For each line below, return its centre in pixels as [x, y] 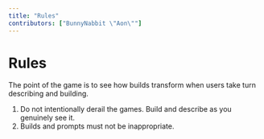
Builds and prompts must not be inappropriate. [97, 126]
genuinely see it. [47, 118]
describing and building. [48, 94]
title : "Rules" [34, 16]
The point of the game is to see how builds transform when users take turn [132, 85]
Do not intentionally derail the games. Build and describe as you [126, 109]
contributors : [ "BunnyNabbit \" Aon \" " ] [75, 23]
